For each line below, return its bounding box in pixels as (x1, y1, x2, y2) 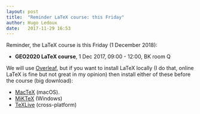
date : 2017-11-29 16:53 (6, 25, 71, 31)
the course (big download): (6, 77, 73, 84)
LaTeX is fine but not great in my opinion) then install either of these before (6, 71, 191, 78)
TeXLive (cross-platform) (14, 102, 77, 109)
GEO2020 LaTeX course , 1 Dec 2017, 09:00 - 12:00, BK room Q (14, 53, 171, 60)
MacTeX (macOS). (14, 88, 60, 96)
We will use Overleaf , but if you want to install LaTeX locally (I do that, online (6, 65, 194, 72)
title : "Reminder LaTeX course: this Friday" (6, 14, 125, 20)
